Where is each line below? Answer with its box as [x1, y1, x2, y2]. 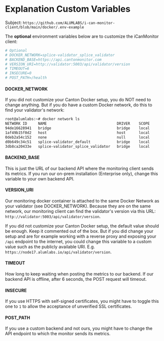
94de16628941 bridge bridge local [5, 126, 150, 131]
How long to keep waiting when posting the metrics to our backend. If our [5, 271, 154, 277]
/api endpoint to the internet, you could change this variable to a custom [5, 238, 152, 244]
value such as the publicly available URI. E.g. [5, 244, 95, 250]
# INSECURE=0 [5, 71, 32, 76]
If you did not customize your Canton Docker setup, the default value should [5, 223, 159, 228]
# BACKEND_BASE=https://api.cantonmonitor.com [5, 57, 102, 62]
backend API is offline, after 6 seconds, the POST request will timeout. [5, 276, 147, 282]
